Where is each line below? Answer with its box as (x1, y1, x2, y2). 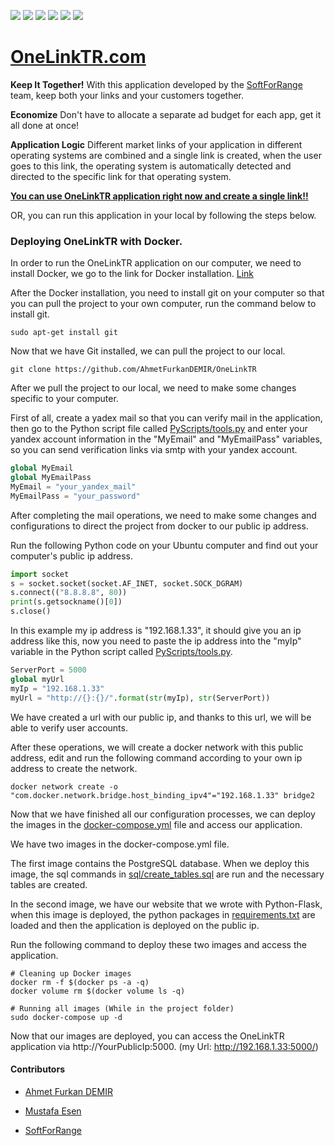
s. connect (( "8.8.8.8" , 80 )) (10, 588, 128, 598)
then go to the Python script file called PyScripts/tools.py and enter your (10, 423, 308, 435)
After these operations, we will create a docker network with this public (10, 741, 304, 753)
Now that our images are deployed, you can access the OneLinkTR (10, 1030, 285, 1042)
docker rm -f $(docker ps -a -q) (10, 977, 150, 987)
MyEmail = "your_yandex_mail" (10, 481, 137, 492)
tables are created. (10, 878, 88, 890)
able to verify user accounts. (10, 721, 128, 734)
